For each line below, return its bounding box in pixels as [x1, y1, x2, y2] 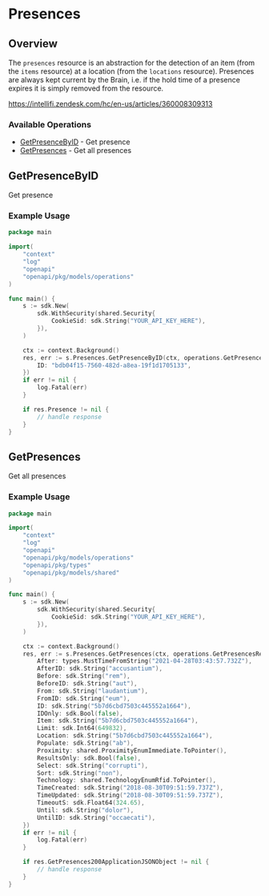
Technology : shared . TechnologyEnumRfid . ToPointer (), [37, 777, 217, 785]
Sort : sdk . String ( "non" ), [37, 769, 124, 777]
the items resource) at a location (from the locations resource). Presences [8, 67, 255, 76]
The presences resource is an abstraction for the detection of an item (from [8, 58, 255, 67]
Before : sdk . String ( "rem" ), [37, 672, 130, 680]
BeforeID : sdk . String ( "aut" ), [37, 680, 138, 688]
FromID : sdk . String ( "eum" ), [37, 694, 130, 702]
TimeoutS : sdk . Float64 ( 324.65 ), [37, 799, 146, 807]
